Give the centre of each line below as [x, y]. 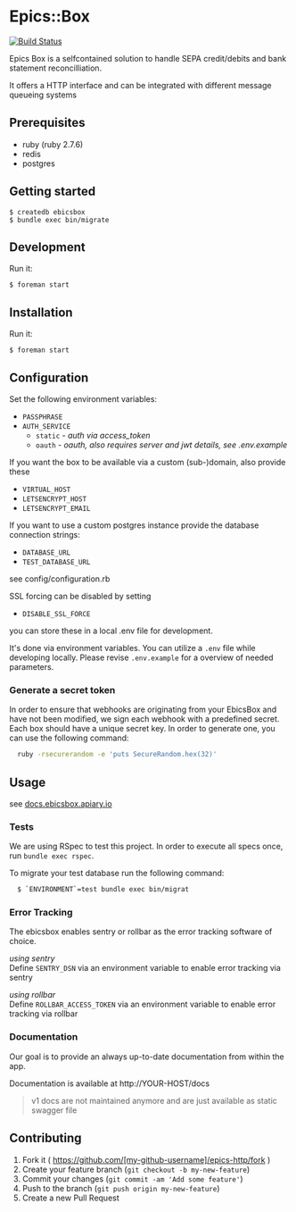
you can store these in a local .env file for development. [111, 631]
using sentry [32, 958]
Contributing [45, 1138]
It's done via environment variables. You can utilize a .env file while [132, 648]
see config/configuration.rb [60, 579]
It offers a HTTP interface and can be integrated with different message [140, 85]
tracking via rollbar [44, 1014]
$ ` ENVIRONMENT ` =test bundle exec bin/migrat [103, 890]
